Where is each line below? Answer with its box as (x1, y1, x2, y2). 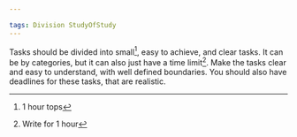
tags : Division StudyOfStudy (9, 20, 117, 29)
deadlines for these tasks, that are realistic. (9, 76, 166, 87)
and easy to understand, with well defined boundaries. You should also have (9, 66, 287, 77)
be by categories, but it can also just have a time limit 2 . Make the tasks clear (9, 56, 287, 67)
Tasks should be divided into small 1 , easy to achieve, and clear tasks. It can (9, 45, 284, 57)
